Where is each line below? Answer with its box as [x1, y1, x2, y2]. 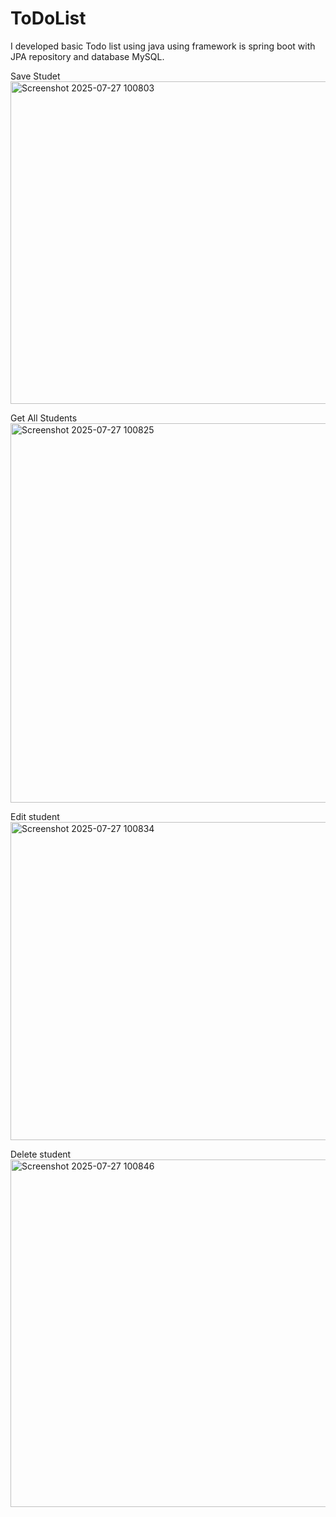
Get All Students [10, 412, 78, 424]
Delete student [10, 1148, 72, 1160]
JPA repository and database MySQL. [10, 50, 165, 62]
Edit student [10, 810, 60, 822]
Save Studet [10, 70, 61, 82]
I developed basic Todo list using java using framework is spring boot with [10, 40, 316, 52]
